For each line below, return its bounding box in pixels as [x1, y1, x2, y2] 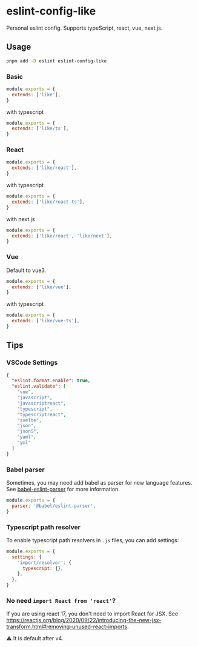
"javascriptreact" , [17, 400, 67, 406]
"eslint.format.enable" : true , [12, 377, 91, 384]
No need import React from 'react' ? [6, 596, 116, 605]
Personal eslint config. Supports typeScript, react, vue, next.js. [6, 24, 163, 32]
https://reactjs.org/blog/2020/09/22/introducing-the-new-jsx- [6, 617, 162, 624]
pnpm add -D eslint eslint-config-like [6, 58, 107, 64]
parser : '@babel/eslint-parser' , [12, 503, 96, 509]
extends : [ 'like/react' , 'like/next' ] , [12, 233, 113, 239]
